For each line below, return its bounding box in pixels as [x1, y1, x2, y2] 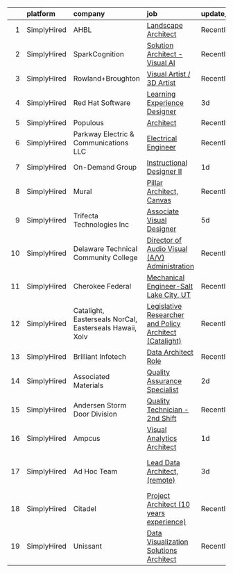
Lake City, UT [146, 290, 191, 300]
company [73, 9, 105, 18]
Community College [73, 253, 138, 262]
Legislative [146, 302, 182, 311]
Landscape [146, 21, 184, 30]
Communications [73, 138, 129, 147]
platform [26, 9, 55, 18]
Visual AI [146, 58, 175, 67]
